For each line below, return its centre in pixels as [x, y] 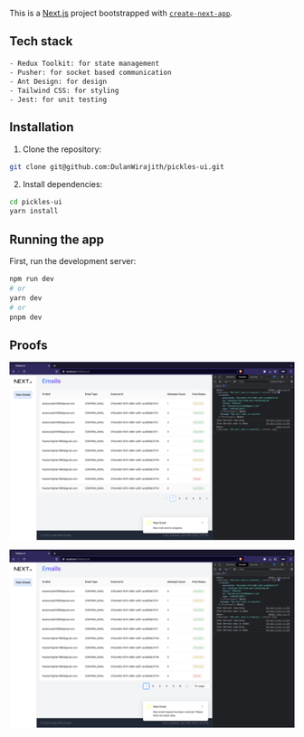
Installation [42, 127]
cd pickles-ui [36, 202]
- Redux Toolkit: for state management [85, 63]
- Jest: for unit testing [58, 99]
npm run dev [32, 279]
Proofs [28, 345]
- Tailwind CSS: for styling [64, 90]
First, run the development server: [73, 261]
